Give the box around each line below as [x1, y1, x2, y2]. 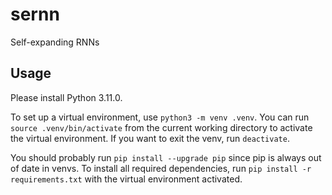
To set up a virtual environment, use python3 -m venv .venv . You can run [10, 111, 310, 123]
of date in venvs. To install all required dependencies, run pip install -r [10, 162, 312, 174]
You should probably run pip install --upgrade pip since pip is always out [10, 151, 322, 163]
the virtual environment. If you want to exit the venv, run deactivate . [10, 132, 290, 144]
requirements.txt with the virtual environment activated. [10, 173, 243, 185]
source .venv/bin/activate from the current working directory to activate [10, 121, 313, 133]
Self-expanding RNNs [10, 36, 100, 48]
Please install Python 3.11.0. [10, 91, 123, 103]
